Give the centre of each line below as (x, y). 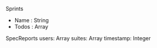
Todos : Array (31, 27)
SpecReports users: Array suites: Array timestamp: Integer (78, 38)
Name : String (31, 20)
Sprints (14, 9)
